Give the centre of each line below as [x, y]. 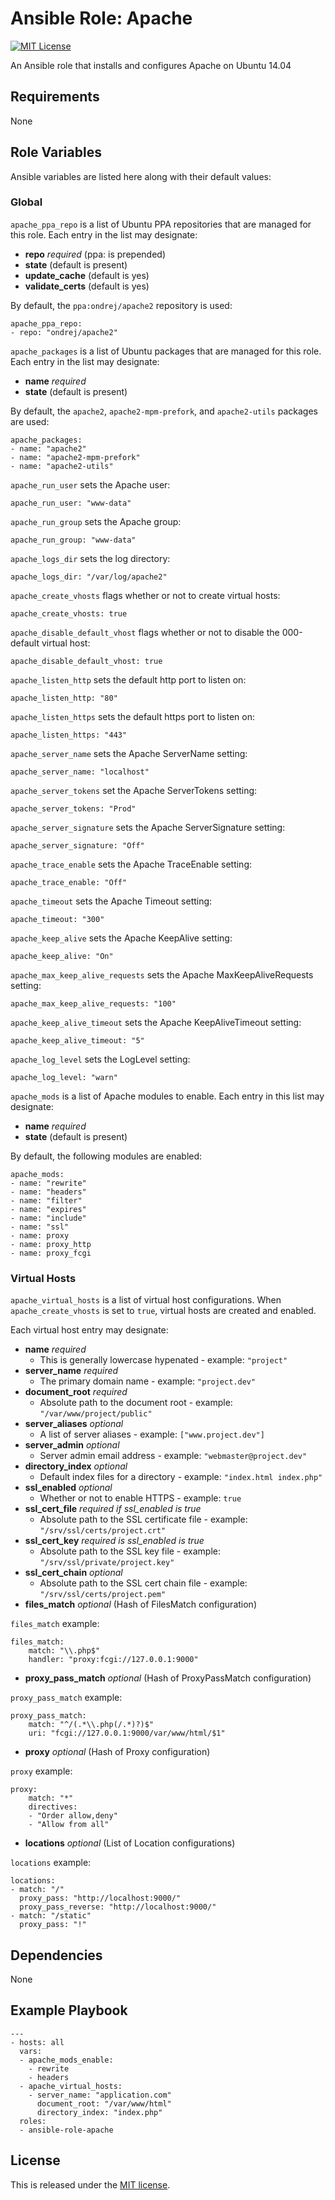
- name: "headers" [48, 1192]
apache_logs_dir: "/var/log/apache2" [89, 577]
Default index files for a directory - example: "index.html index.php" [181, 1477]
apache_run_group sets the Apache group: [96, 521]
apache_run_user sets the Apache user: [90, 484]
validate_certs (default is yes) [87, 286]
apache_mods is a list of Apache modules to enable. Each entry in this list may [167, 1096]
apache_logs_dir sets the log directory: [90, 558]
